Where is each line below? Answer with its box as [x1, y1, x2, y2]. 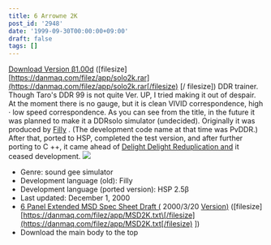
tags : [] [8, 42, 38, 50]
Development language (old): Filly [19, 176, 133, 186]
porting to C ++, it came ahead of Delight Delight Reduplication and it [8, 142, 239, 152]
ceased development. [8, 152, 81, 161]
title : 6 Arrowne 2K [8, 11, 79, 20]
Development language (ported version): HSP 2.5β [19, 184, 189, 195]
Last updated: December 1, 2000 [19, 193, 131, 203]
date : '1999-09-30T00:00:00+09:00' [8, 27, 129, 35]
